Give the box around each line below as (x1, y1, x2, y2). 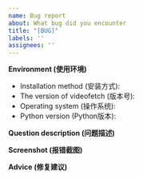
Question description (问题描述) (8, 129, 116, 138)
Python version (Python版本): (19, 111, 117, 121)
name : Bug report (8, 11, 66, 20)
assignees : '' (8, 42, 56, 50)
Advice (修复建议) (8, 162, 68, 172)
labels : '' (8, 34, 45, 42)
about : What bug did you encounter (8, 19, 127, 27)
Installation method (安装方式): (19, 82, 121, 91)
